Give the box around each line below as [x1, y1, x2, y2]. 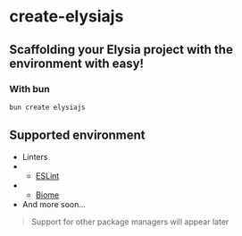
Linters [21, 151, 48, 162]
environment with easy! [9, 55, 145, 71]
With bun [9, 82, 51, 95]
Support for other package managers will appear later [30, 216, 229, 227]
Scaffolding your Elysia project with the [9, 42, 234, 57]
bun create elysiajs [9, 103, 87, 112]
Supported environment [9, 128, 146, 143]
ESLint [35, 170, 60, 181]
